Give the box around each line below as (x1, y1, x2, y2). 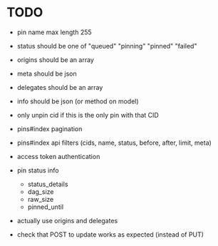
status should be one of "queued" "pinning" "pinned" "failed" (16, 41, 197, 50)
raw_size (27, 195, 54, 203)
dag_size (27, 187, 54, 196)
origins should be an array (16, 55, 94, 64)
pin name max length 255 (16, 28, 92, 36)
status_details (27, 180, 68, 188)
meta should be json (16, 69, 78, 78)
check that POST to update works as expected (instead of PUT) (16, 230, 204, 239)
